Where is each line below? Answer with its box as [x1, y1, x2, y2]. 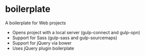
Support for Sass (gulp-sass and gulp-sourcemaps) [12, 35, 117, 41]
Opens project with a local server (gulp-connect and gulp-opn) [12, 29, 141, 35]
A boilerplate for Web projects [5, 20, 66, 26]
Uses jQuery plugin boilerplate [12, 45, 74, 51]
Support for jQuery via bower [12, 40, 72, 46]
